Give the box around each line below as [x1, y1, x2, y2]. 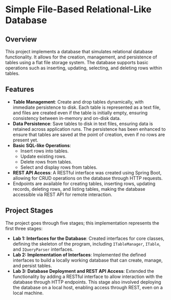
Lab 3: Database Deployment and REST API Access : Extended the [12, 268, 155, 274]
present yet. [12, 137, 38, 143]
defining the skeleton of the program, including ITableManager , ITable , [12, 241, 161, 247]
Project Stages [5, 206, 54, 215]
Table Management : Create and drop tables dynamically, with [12, 98, 144, 105]
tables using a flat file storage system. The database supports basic [5, 59, 148, 65]
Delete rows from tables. [20, 158, 73, 165]
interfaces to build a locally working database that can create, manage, [12, 257, 163, 263]
